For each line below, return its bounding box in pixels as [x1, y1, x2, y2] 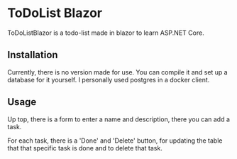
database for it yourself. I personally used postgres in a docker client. [7, 75, 210, 84]
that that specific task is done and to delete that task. [7, 143, 163, 152]
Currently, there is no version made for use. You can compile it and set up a [7, 67, 228, 76]
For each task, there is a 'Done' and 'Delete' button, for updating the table [7, 136, 223, 145]
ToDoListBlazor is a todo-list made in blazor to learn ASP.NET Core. [7, 28, 204, 37]
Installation [7, 49, 58, 61]
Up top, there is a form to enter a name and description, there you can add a [7, 115, 231, 124]
